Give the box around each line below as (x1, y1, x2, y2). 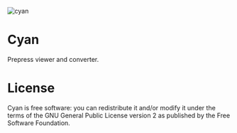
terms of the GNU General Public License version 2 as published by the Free (7, 111, 231, 119)
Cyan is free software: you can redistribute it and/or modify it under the (7, 103, 216, 112)
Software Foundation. (7, 118, 71, 127)
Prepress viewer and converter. (7, 55, 99, 63)
